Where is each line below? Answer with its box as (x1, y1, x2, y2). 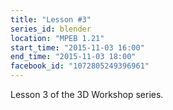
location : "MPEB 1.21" (10, 33, 105, 43)
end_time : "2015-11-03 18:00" (10, 52, 137, 62)
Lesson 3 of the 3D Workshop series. (10, 89, 164, 100)
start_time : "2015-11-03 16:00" (10, 42, 145, 53)
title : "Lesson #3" (10, 14, 92, 25)
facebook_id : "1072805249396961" (10, 61, 150, 71)
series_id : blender (10, 24, 92, 34)
